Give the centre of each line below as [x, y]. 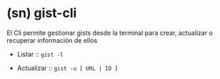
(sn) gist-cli [42, 13]
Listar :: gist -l [40, 54]
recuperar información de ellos [52, 40]
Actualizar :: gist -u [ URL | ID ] [67, 68]
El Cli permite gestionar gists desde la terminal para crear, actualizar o [110, 33]
